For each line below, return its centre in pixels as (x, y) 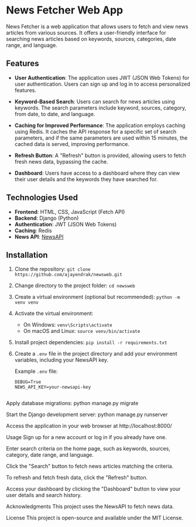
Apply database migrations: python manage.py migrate (72, 403)
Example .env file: (36, 371)
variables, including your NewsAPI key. (61, 360)
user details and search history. (44, 495)
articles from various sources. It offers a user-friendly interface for (86, 32)
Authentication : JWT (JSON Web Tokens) (66, 224)
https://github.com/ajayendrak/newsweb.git (68, 275)
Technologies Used (42, 198)
